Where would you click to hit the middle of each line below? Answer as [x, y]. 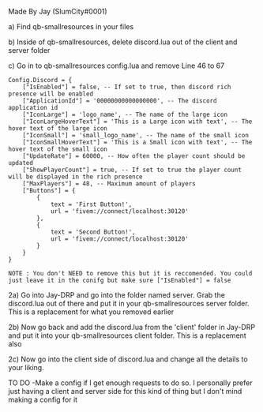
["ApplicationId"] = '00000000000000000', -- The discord [120, 101]
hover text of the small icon [58, 149]
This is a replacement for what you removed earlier [91, 312]
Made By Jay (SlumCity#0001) [58, 11]
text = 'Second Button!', [93, 232]
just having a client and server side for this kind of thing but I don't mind [125, 391]
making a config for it [43, 399]
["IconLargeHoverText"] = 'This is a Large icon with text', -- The [137, 122]
